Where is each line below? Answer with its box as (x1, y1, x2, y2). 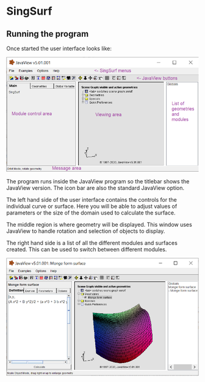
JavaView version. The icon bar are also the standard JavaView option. (6, 184, 185, 191)
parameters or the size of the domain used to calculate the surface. (6, 209, 176, 216)
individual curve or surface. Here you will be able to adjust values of (6, 202, 178, 210)
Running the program (6, 29, 89, 39)
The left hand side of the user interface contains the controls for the (6, 196, 177, 203)
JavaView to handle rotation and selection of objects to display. (6, 227, 165, 235)
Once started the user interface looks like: (6, 45, 112, 52)
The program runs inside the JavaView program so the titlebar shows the (6, 177, 190, 185)
